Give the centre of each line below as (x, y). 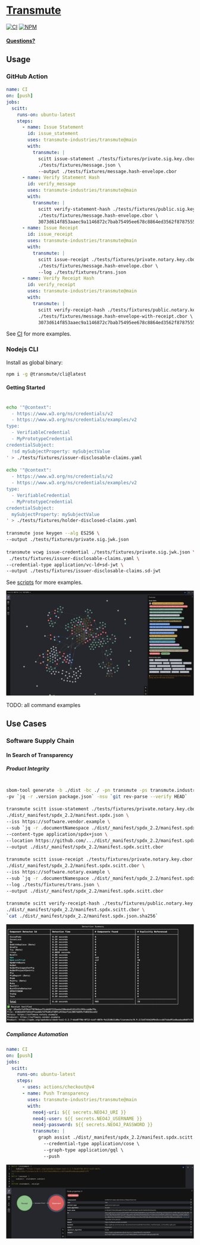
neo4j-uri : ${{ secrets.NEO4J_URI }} (79, 1112)
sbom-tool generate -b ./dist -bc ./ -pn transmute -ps (77, 790)
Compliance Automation (37, 1034)
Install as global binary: (35, 362)
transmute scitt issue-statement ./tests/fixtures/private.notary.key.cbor (102, 809)
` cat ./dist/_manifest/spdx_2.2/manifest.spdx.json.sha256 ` (82, 916)
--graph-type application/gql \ (84, 1150)
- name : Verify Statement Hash (61, 178)
